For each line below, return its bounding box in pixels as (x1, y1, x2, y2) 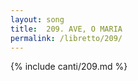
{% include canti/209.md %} (10, 61, 128, 73)
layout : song (10, 14, 65, 25)
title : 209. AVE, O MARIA (10, 24, 123, 34)
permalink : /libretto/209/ (10, 33, 123, 43)
